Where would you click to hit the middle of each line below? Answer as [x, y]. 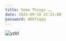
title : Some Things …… [29, 10]
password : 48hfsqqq [25, 19]
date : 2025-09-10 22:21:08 [33, 14]
